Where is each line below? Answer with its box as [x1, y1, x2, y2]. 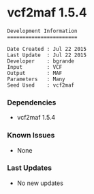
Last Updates [7, 163, 52, 173]
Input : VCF [7, 63, 63, 70]
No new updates [16, 179, 63, 187]
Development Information [7, 28, 78, 34]
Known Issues [7, 131, 55, 140]
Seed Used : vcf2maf [7, 81, 75, 89]
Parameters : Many [7, 76, 66, 83]
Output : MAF [7, 69, 63, 76]
